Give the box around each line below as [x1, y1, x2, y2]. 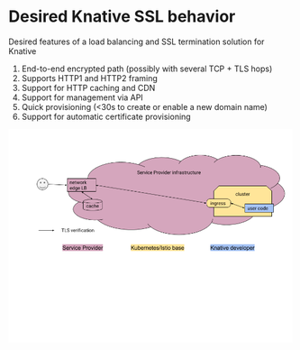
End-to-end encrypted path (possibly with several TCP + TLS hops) [21, 63, 273, 74]
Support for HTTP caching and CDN [21, 82, 156, 93]
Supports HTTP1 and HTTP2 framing [21, 72, 159, 83]
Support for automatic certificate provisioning [21, 111, 191, 122]
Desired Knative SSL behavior [8, 6, 236, 27]
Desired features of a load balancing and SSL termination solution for [8, 36, 265, 47]
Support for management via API [21, 92, 143, 103]
